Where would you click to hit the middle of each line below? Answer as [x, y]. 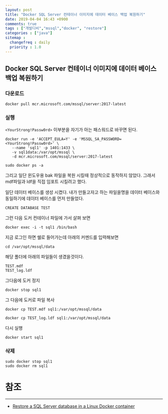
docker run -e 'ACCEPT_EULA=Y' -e [41, 139]
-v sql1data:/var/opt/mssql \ [43, 152]
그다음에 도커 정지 [22, 280]
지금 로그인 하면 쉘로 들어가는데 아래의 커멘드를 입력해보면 [62, 237]
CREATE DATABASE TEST [28, 208]
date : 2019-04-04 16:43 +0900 [37, 19]
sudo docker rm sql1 [27, 366]
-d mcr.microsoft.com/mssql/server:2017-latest [62, 156]
